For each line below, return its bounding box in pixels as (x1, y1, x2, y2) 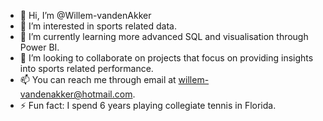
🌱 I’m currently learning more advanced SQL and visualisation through (19, 31, 309, 42)
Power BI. (19, 41, 60, 53)
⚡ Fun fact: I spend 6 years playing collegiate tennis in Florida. (19, 100, 277, 111)
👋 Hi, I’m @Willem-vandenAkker (19, 10, 152, 21)
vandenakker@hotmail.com (19, 88, 133, 100)
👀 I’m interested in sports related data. (19, 20, 177, 32)
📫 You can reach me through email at (19, 74, 177, 85)
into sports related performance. (19, 63, 154, 74)
